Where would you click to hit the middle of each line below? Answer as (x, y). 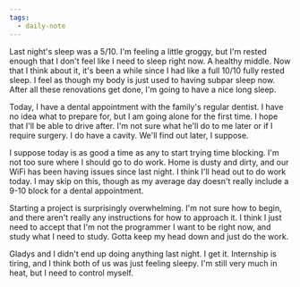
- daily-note (42, 26)
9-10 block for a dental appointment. (77, 190)
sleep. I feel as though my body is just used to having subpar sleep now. (142, 80)
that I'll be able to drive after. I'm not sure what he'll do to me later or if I (141, 125)
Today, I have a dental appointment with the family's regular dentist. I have (146, 106)
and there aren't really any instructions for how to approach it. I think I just (146, 217)
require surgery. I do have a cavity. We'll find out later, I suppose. (129, 135)
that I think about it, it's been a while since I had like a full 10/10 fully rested (147, 70)
